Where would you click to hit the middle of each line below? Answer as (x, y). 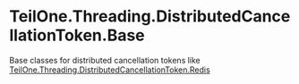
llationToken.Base (77, 35)
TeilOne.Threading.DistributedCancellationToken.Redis (110, 70)
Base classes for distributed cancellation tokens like (105, 60)
